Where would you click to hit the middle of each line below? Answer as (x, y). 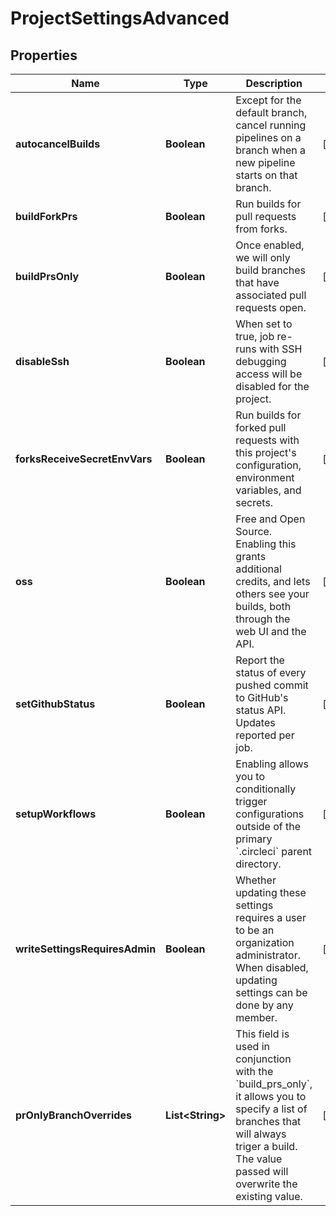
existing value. (269, 1196)
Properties (44, 55)
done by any (264, 1005)
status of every (271, 672)
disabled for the (272, 386)
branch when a (271, 150)
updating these (271, 892)
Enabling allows (272, 764)
